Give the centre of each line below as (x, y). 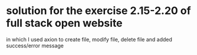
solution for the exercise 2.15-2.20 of (98, 11)
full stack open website (64, 23)
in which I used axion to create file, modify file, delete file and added (89, 39)
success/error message (35, 46)
